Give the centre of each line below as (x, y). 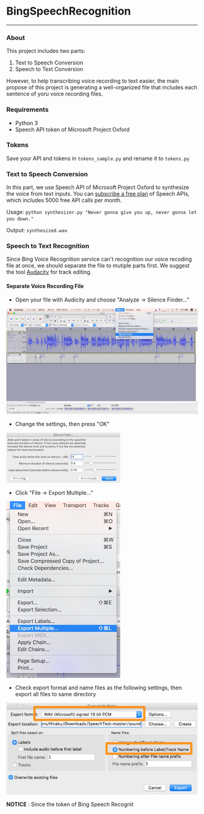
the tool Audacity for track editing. (49, 272)
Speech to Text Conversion (49, 69)
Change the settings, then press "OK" (62, 424)
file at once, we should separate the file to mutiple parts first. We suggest (98, 266)
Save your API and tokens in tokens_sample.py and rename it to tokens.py (98, 158)
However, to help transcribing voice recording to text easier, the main (93, 81)
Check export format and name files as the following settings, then (98, 688)
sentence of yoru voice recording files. (55, 94)
